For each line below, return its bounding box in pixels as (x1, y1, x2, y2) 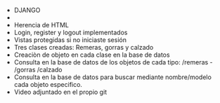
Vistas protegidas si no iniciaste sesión (13, 36, 127, 44)
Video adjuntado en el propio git (13, 88, 108, 96)
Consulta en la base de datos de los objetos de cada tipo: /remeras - (13, 58, 213, 66)
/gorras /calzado (13, 66, 63, 74)
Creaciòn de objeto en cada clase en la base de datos (13, 50, 170, 59)
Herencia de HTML (13, 21, 69, 29)
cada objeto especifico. (13, 81, 83, 88)
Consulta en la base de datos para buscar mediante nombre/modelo (13, 73, 212, 81)
